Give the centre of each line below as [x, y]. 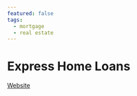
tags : [15, 20]
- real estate [33, 33]
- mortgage [29, 26]
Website [19, 86]
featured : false [30, 13]
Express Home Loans [69, 67]
